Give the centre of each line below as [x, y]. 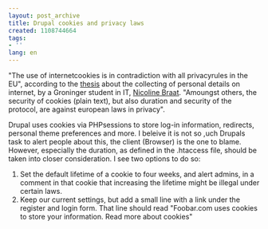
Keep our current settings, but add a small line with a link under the [130, 199]
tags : [17, 38]
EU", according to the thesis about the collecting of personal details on [124, 84]
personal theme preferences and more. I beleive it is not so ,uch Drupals [127, 133]
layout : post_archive [44, 16]
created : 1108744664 [43, 30]
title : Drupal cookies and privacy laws [77, 23]
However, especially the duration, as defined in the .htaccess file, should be [133, 150]
